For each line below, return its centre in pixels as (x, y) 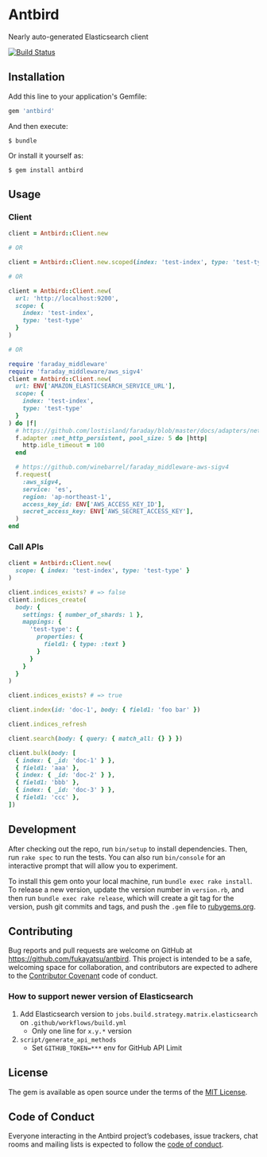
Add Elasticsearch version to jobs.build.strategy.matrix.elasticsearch (139, 1014)
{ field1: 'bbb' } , (48, 783)
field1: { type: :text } (85, 645)
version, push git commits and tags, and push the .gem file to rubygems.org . (132, 906)
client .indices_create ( (48, 600)
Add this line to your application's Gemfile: (77, 96)
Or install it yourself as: (46, 155)
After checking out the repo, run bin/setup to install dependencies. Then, (128, 848)
